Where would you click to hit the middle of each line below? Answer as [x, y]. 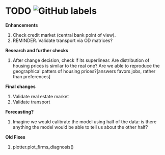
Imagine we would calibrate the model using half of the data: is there [85, 121]
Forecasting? [20, 112]
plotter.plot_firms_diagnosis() [43, 147]
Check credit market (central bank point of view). [64, 35]
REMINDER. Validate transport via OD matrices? [63, 40]
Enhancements [22, 25]
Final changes [20, 86]
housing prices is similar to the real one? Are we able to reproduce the [86, 65]
